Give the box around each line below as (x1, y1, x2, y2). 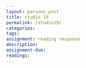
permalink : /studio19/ (6, 20, 62, 25)
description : (6, 42, 38, 48)
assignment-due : (6, 47, 46, 53)
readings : (6, 53, 31, 59)
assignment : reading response (6, 36, 81, 42)
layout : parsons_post (6, 8, 59, 15)
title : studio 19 (6, 14, 49, 20)
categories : (6, 25, 35, 31)
